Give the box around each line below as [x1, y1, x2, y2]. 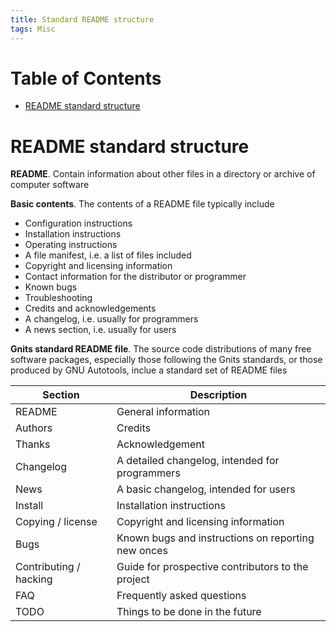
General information [116, 405, 211, 419]
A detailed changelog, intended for [116, 454, 280, 468]
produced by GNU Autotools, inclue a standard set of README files [10, 364, 288, 376]
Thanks [15, 437, 51, 451]
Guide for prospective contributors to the [116, 560, 309, 574]
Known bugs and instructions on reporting [116, 531, 315, 545]
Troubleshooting [24, 292, 93, 304]
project [116, 572, 150, 586]
